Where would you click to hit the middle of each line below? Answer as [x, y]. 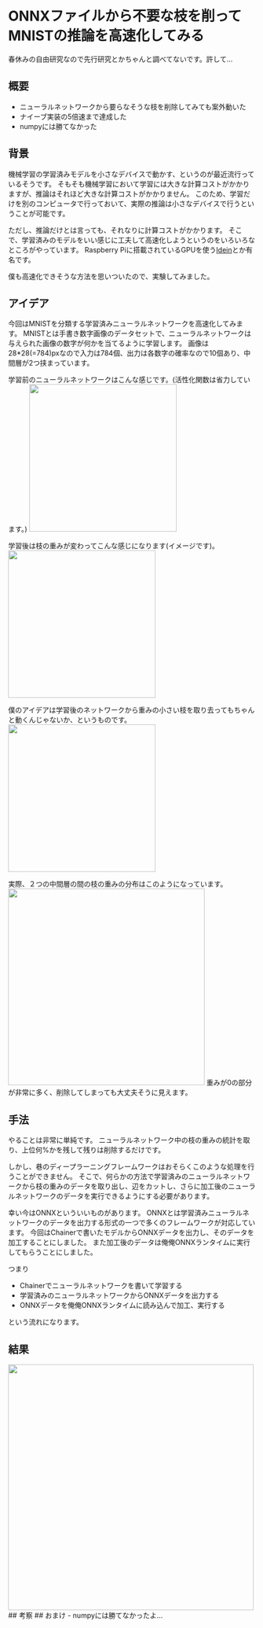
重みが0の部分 [229, 1083]
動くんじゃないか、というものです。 [73, 720]
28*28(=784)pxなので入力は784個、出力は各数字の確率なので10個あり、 [126, 353]
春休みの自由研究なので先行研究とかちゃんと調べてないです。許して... [121, 59]
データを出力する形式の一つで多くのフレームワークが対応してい [152, 1223]
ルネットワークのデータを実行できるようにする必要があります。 [111, 1196]
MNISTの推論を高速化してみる [106, 36]
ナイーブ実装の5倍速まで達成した [73, 116]
